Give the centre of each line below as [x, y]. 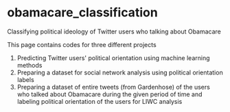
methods [30, 65]
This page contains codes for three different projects [82, 44]
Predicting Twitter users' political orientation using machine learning [114, 58]
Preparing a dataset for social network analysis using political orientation [120, 72]
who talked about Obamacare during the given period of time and [110, 94]
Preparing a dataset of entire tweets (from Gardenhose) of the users [114, 87]
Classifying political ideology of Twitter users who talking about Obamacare [114, 31]
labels [25, 79]
